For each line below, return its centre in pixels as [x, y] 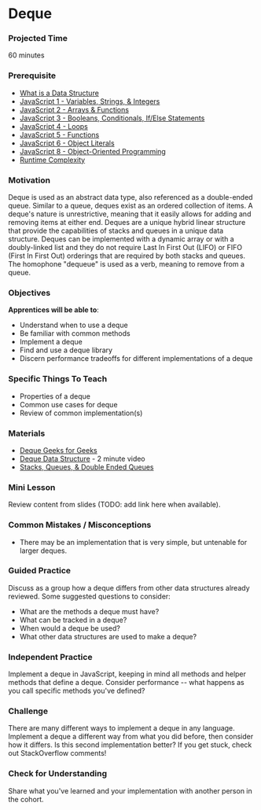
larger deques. [43, 550]
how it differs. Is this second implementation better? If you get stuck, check [130, 745]
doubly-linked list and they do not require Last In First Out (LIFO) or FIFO [125, 248]
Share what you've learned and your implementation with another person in [130, 790]
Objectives [29, 293]
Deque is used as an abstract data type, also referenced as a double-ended [130, 197]
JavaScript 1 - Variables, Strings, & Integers [90, 101]
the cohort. [26, 799]
